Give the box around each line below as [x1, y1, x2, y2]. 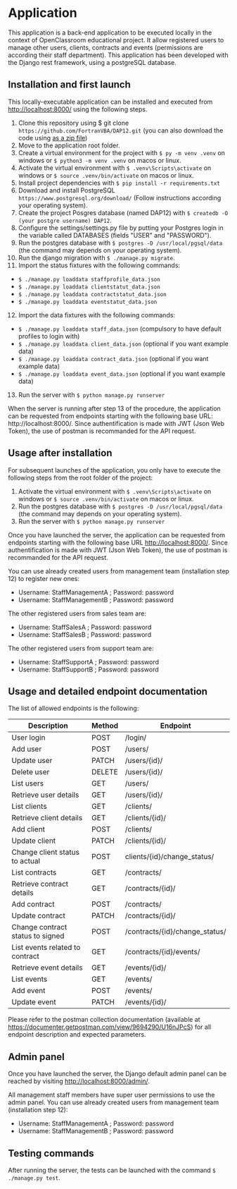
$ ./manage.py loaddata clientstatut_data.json [18, 283, 160, 291]
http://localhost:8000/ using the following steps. [8, 104, 148, 114]
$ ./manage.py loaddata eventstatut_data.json [18, 298, 158, 305]
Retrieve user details [11, 790, 79, 800]
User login [11, 733, 46, 743]
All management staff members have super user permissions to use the [8, 1091, 215, 1099]
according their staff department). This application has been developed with [8, 51, 229, 59]
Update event [11, 997, 56, 1007]
